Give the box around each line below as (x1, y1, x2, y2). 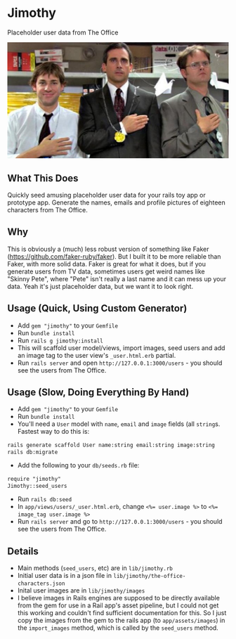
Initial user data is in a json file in (17, 572, 112, 580)
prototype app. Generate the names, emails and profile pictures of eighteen (7, 198, 226, 207)
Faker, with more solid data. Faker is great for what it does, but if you (7, 259, 206, 268)
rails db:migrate (7, 448, 58, 456)
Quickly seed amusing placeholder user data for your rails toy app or (7, 191, 206, 200)
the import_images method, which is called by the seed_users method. (17, 624, 219, 632)
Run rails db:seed (17, 495, 72, 503)
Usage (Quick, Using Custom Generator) (7, 302, 188, 314)
